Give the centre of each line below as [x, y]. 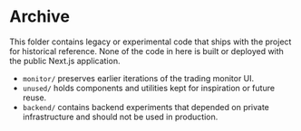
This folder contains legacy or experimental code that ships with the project [150, 42]
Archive [40, 17]
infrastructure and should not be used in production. [120, 117]
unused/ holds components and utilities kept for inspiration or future [148, 88]
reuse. [34, 98]
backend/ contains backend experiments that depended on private [146, 107]
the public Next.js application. [65, 61]
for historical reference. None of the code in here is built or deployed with [146, 51]
